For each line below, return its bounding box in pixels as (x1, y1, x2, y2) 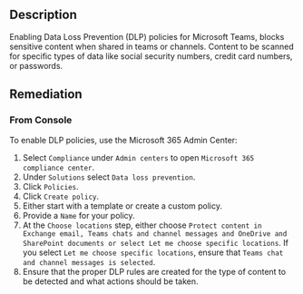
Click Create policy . (22, 191, 100, 201)
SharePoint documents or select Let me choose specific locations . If (22, 237, 288, 248)
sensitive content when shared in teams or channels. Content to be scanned (9, 41, 295, 52)
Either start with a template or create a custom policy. (22, 200, 223, 211)
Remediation (9, 86, 83, 103)
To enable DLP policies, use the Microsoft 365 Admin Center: (9, 134, 238, 145)
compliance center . (22, 162, 95, 172)
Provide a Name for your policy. (22, 210, 135, 220)
